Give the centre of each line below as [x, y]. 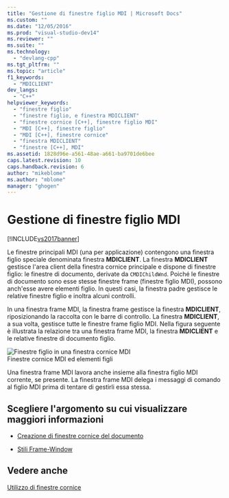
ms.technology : [29, 52]
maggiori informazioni [56, 419]
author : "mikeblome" [37, 173]
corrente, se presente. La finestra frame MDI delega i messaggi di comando [114, 380]
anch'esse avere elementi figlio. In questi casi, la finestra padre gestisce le [112, 288]
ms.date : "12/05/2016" [39, 26]
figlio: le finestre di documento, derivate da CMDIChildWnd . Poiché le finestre [113, 274]
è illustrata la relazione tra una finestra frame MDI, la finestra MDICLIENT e [112, 331]
